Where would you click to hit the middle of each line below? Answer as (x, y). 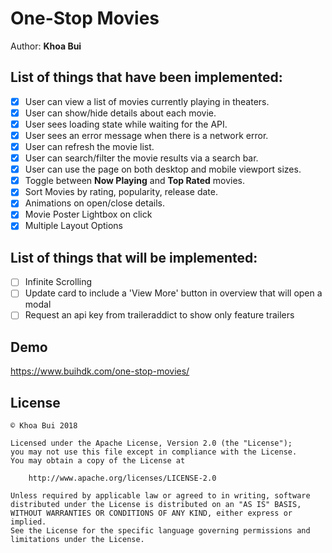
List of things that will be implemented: (134, 257)
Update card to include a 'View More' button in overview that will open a (173, 293)
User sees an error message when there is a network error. (146, 135)
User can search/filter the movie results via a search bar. (141, 158)
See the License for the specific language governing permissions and (160, 531)
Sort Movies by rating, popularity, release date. (121, 192)
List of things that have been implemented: (146, 77)
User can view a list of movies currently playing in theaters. (147, 101)
